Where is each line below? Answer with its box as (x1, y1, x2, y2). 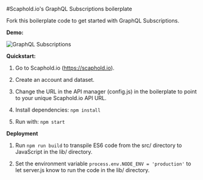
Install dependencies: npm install (15, 106, 101, 113)
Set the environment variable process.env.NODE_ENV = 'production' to (15, 160, 191, 167)
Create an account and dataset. (15, 76, 94, 83)
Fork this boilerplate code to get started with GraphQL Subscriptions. (6, 17, 180, 24)
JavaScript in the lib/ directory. (15, 148, 93, 155)
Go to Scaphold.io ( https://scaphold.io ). (15, 64, 115, 71)
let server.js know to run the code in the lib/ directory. (15, 167, 150, 173)
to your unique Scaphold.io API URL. (15, 95, 107, 101)
